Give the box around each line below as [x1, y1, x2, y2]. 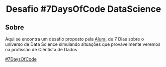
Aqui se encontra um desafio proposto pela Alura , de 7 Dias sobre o [5, 36, 144, 42]
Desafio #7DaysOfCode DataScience [5, 3, 162, 15]
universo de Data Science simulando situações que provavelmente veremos [5, 41, 161, 47]
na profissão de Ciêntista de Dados [5, 47, 78, 52]
